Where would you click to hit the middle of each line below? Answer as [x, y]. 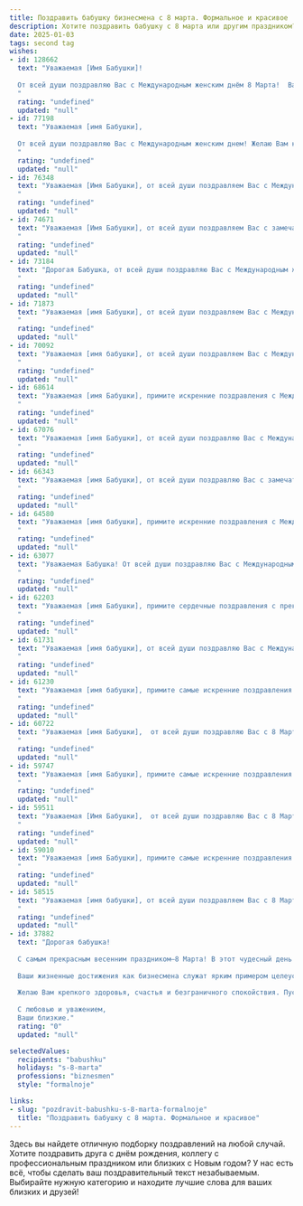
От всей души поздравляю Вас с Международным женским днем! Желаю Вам [153, 144]
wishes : [24, 52]
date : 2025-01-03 [42, 34]
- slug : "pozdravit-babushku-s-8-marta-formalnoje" [108, 1109]
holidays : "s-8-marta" [60, 1068]
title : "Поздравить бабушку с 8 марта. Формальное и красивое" [138, 1117]
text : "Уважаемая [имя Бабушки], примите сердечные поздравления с [147, 607]
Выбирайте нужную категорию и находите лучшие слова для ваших [141, 1182]
